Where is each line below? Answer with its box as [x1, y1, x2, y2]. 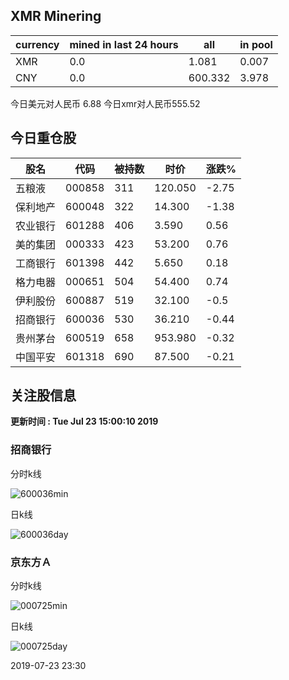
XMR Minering [10, 8, 102, 25]
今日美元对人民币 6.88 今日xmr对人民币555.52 [10, 97, 201, 109]
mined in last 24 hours [69, 37, 179, 51]
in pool [239, 37, 273, 51]
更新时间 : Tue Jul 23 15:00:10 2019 [10, 415, 159, 428]
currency [15, 37, 60, 51]
